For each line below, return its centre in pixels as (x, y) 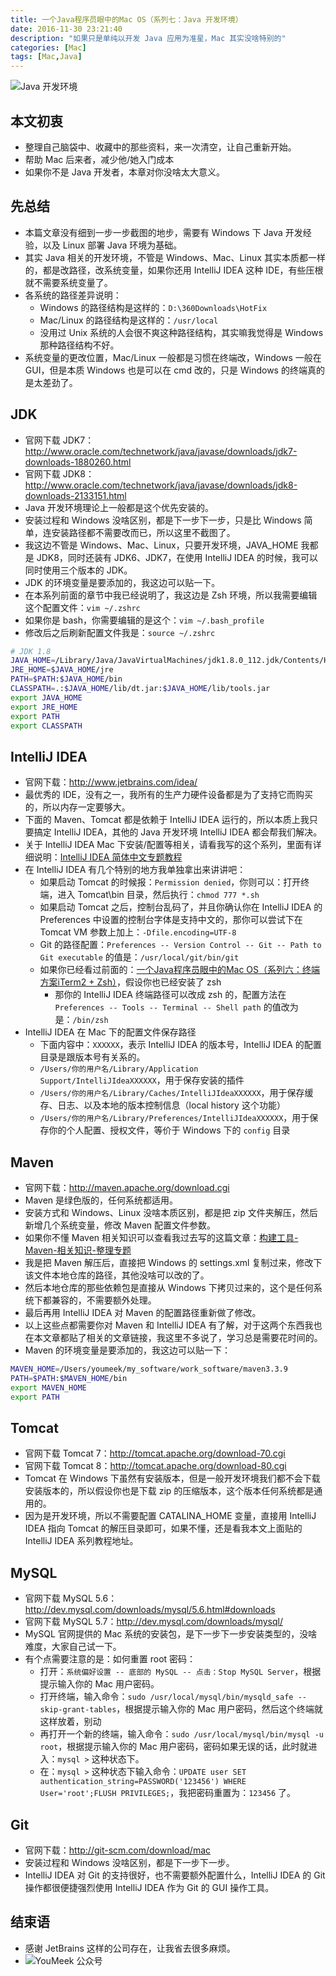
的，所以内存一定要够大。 (77, 807)
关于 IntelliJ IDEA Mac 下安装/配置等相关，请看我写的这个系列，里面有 (168, 845)
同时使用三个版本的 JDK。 (78, 570)
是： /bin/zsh (81, 1020)
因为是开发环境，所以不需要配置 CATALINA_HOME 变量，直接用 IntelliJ (170, 1516)
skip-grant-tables (78, 1710)
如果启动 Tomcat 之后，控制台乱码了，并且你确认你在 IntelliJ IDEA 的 (181, 907)
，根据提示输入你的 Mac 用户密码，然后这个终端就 (219, 1709)
